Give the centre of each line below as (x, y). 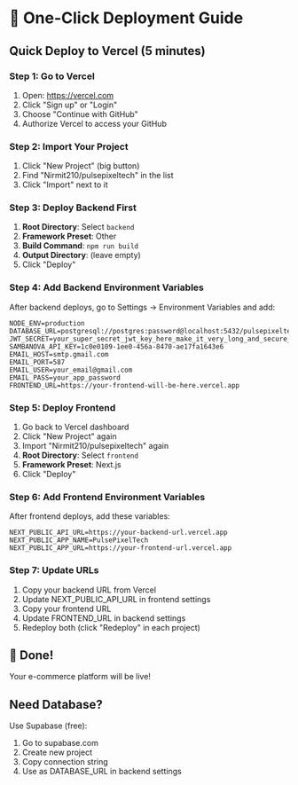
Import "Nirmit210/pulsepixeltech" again (95, 446)
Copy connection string (65, 762)
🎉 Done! (31, 655)
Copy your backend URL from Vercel (89, 590)
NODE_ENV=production (47, 323)
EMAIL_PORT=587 (37, 362)
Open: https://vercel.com (68, 95)
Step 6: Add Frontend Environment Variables (107, 497)
